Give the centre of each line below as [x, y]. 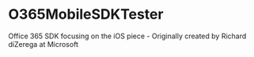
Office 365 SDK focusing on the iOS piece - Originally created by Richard [127, 36]
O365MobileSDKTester [86, 14]
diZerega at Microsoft [44, 44]
